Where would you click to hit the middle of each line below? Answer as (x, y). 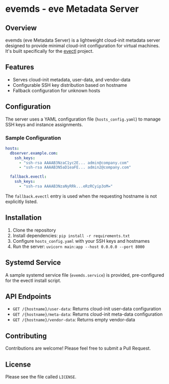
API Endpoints (28, 296)
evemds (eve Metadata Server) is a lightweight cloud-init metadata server (83, 40)
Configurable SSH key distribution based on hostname (70, 85)
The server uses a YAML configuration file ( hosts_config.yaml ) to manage (83, 119)
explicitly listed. (22, 201)
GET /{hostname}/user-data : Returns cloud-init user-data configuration (87, 309)
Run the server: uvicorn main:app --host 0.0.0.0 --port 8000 (79, 246)
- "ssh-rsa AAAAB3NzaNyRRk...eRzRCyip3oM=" (66, 186)
